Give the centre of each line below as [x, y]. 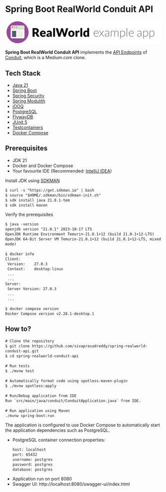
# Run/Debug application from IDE [41, 396]
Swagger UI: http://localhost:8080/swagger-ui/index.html [71, 484]
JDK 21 [20, 160]
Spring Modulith [29, 101]
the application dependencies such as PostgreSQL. [58, 430]
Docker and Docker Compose [43, 166]
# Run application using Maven [38, 411]
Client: [13, 259]
